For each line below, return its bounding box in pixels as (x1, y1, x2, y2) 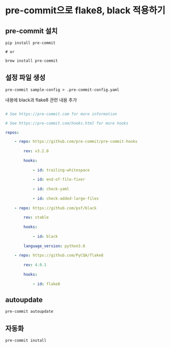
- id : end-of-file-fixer (32, 177, 86, 182)
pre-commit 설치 (5, 27, 58, 35)
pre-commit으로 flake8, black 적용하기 (5, 5, 165, 16)
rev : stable (23, 215, 49, 220)
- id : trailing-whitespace (32, 167, 90, 172)
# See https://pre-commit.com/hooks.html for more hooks (5, 120, 129, 126)
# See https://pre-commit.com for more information (5, 111, 117, 116)
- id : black (32, 234, 58, 239)
